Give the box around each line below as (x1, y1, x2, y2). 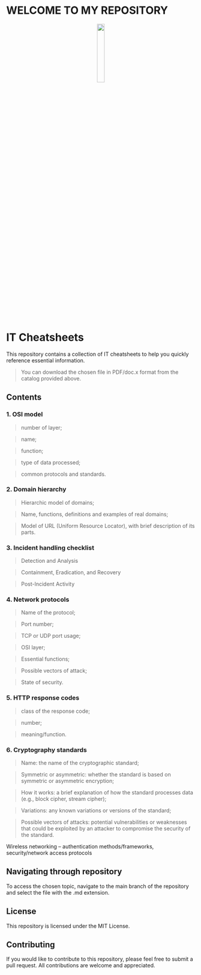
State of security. (20, 679, 64, 686)
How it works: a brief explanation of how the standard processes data (20, 789, 194, 796)
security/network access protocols (6, 850, 92, 857)
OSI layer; (20, 644, 46, 651)
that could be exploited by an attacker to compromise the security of (20, 825, 191, 832)
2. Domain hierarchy (6, 485, 67, 494)
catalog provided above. (20, 374, 82, 382)
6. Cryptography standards (6, 745, 87, 754)
